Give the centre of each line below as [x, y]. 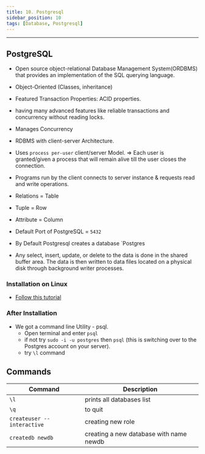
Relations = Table [37, 196]
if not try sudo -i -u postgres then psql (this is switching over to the [110, 340]
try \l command [45, 352]
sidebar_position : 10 [34, 18]
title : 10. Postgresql [35, 12]
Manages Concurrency [44, 129]
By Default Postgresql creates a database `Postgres [80, 244]
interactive [27, 425]
